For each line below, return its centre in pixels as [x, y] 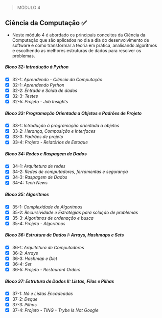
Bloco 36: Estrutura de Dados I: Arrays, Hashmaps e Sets [65, 235]
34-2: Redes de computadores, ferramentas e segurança [70, 172]
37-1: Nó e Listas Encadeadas [43, 293]
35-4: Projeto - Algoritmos [39, 223]
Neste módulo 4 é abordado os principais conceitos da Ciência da [79, 35]
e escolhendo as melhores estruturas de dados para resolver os [77, 50]
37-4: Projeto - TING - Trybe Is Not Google [55, 310]
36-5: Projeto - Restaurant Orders [46, 269]
